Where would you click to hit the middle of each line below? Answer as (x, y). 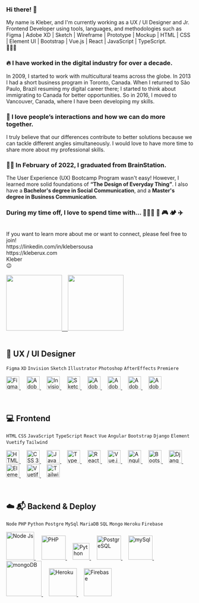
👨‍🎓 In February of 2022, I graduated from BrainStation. (86, 165)
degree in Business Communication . (52, 197)
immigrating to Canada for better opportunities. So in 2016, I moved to (91, 95)
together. (20, 124)
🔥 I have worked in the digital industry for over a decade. (89, 63)
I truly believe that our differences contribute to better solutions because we (99, 137)
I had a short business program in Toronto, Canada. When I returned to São (98, 82)
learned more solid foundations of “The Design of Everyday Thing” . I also (97, 184)
